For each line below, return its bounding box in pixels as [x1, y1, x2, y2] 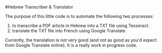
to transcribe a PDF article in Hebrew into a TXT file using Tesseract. [12, 23, 150, 28]
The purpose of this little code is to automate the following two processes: [5, 13, 154, 19]
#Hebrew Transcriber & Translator [5, 4, 73, 10]
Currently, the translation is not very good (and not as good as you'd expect [5, 37, 157, 43]
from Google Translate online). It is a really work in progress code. [5, 42, 138, 48]
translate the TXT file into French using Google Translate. [12, 28, 127, 33]
